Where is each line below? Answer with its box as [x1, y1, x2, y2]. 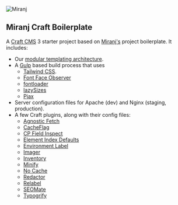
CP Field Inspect [23, 130, 63, 137]
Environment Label [23, 142, 69, 149]
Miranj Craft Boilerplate [6, 22, 93, 32]
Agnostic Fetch [23, 117, 60, 124]
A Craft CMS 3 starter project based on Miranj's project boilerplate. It [6, 38, 172, 45]
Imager [23, 148, 41, 155]
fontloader [23, 80, 48, 87]
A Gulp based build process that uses [14, 61, 105, 68]
